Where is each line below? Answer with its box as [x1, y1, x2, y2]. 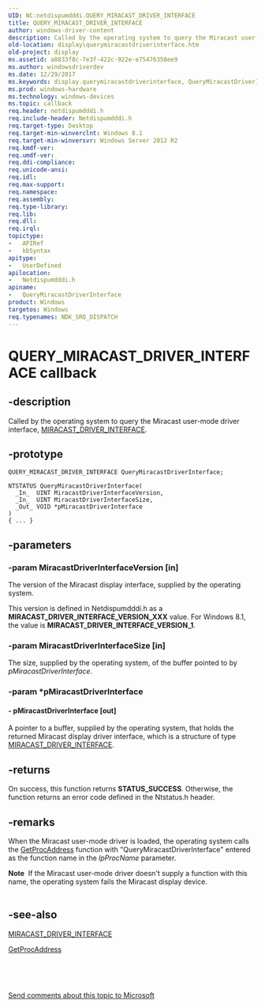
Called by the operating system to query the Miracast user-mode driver [8, 416, 240, 425]
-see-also [8, 908, 58, 922]
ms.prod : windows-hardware [8, 85, 97, 93]
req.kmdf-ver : [8, 144, 55, 152]
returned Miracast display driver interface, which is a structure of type [8, 732, 237, 742]
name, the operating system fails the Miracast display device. [8, 877, 207, 886]
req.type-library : [8, 202, 69, 210]
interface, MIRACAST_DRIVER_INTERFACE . [8, 425, 147, 434]
